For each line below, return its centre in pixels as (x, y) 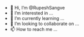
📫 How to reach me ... (34, 29)
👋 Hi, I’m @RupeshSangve (37, 8)
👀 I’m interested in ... (32, 13)
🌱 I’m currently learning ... (37, 18)
